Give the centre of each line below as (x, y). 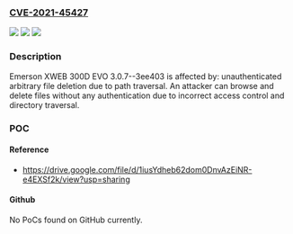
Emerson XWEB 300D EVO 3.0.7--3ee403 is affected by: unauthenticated (146, 76)
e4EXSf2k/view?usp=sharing (76, 179)
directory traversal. (44, 104)
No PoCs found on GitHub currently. (76, 220)
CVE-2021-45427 (49, 13)
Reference (29, 149)
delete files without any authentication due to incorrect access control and (147, 95)
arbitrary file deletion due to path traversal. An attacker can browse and (142, 85)
